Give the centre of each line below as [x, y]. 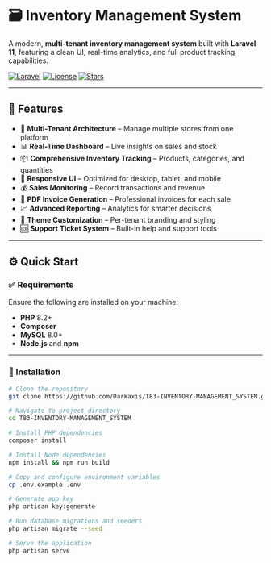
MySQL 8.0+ [41, 335]
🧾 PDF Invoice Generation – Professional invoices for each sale [125, 199]
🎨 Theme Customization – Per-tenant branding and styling [118, 219]
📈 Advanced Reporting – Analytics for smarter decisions [115, 208]
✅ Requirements [41, 285]
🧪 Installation [35, 372]
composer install [38, 440]
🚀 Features [36, 109]
